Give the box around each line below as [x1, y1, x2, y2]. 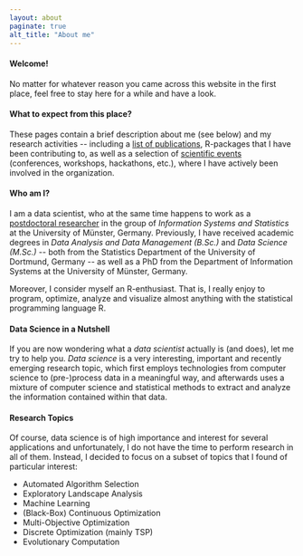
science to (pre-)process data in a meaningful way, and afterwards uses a [9, 372, 285, 383]
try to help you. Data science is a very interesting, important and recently [9, 353, 282, 364]
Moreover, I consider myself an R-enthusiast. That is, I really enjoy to [9, 283, 265, 294]
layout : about [9, 13, 63, 23]
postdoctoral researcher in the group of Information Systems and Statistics [9, 217, 289, 228]
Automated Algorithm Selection [22, 479, 140, 490]
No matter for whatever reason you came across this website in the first [9, 78, 277, 89]
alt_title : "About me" [9, 30, 95, 39]
